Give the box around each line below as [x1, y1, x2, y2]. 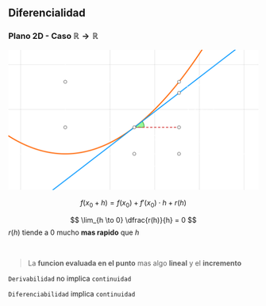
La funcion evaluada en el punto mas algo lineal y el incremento [27, 258, 242, 268]
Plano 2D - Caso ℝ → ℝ [8, 31, 98, 42]
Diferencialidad [8, 6, 86, 20]
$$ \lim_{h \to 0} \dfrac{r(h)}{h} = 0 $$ [70, 215, 197, 224]
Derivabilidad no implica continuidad [8, 273, 132, 283]
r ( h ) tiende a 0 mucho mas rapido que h [8, 228, 140, 237]
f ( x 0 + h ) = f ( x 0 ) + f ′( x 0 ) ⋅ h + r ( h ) [80, 198, 187, 209]
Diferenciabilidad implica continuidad [8, 289, 136, 298]
